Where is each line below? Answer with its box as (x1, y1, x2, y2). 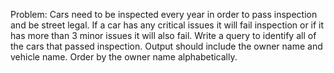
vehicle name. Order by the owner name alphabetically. (10, 51, 238, 63)
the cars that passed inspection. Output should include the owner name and (10, 40, 323, 52)
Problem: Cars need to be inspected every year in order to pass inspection (10, 9, 318, 20)
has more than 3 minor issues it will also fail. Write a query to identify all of (10, 30, 317, 41)
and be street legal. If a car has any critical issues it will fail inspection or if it (10, 19, 325, 31)
